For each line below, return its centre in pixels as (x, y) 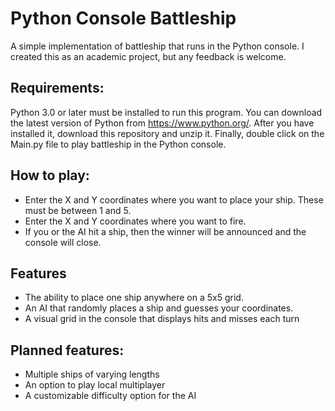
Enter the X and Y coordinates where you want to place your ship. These (174, 199)
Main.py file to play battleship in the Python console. (118, 144)
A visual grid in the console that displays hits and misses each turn (162, 319)
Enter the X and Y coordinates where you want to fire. (135, 221)
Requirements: (57, 88)
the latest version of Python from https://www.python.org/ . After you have (162, 123)
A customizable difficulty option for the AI (110, 396)
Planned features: (67, 350)
